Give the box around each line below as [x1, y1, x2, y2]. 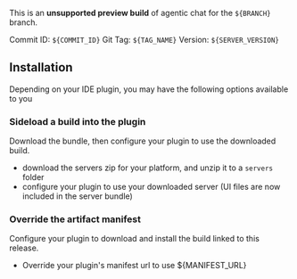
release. [9, 242, 39, 253]
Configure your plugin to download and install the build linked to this [9, 234, 260, 244]
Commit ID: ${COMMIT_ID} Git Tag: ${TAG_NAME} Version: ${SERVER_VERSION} [9, 35, 279, 45]
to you [9, 93, 33, 103]
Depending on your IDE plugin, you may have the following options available [9, 84, 289, 94]
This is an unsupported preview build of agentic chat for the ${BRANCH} [9, 8, 271, 18]
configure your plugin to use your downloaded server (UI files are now [21, 182, 281, 193]
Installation [9, 60, 73, 75]
